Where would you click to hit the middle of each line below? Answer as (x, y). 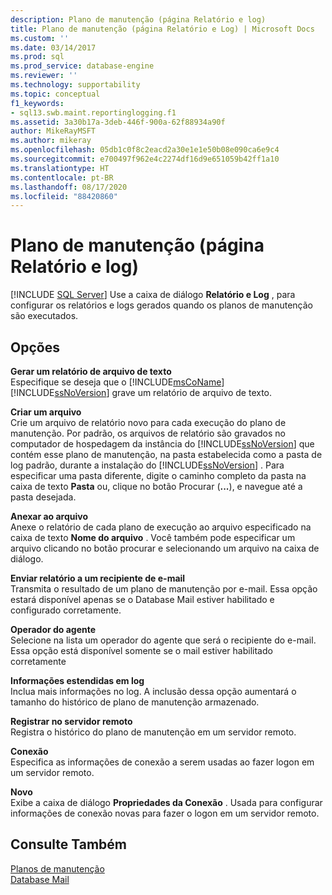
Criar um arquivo (46, 412)
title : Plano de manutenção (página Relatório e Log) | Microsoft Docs (162, 29)
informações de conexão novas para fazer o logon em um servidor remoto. (165, 813)
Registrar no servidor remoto (71, 721)
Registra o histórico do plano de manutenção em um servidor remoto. (153, 732)
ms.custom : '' (40, 38)
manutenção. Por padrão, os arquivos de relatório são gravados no (148, 433)
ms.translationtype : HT (60, 168)
